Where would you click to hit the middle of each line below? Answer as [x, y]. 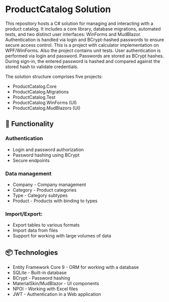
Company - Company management [49, 185]
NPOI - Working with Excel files [45, 289]
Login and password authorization [48, 149]
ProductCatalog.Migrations [41, 92]
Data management [28, 173]
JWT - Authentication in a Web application [57, 294]
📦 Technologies [32, 252]
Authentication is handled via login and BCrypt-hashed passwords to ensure [85, 40]
